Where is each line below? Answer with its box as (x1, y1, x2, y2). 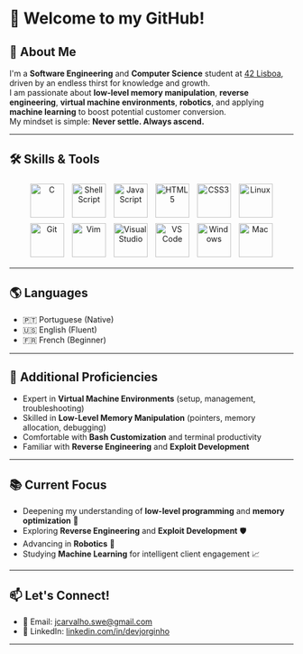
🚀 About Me (9, 44, 77, 60)
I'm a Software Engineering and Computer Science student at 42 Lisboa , (9, 68, 284, 79)
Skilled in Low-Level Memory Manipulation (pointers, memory (22, 413, 256, 424)
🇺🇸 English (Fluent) (22, 324, 97, 335)
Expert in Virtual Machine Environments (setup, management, (22, 393, 256, 405)
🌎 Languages (9, 285, 88, 301)
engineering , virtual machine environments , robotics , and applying (9, 97, 264, 107)
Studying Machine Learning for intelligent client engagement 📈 (22, 548, 260, 559)
